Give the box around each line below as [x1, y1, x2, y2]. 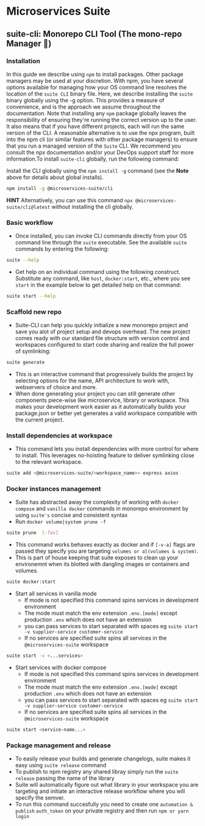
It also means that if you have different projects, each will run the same [6, 123, 185, 130]
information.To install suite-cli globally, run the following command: [6, 155, 179, 162]
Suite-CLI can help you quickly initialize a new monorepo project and [15, 322, 189, 329]
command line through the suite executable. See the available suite [15, 239, 187, 246]
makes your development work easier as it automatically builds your [15, 403, 186, 410]
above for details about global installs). [6, 173, 104, 181]
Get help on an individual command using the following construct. [15, 268, 181, 275]
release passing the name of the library [15, 775, 115, 782]
